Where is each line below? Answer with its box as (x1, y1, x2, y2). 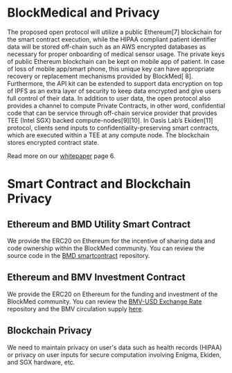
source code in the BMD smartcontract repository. (7, 251, 150, 259)
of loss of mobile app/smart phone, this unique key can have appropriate (7, 64, 215, 73)
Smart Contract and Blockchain (7, 176, 191, 192)
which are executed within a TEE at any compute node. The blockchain (7, 130, 210, 139)
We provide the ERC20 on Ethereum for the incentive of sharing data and (7, 236, 215, 245)
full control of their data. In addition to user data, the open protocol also (7, 94, 211, 102)
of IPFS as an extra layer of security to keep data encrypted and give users (7, 87, 222, 95)
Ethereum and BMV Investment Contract (7, 272, 186, 284)
